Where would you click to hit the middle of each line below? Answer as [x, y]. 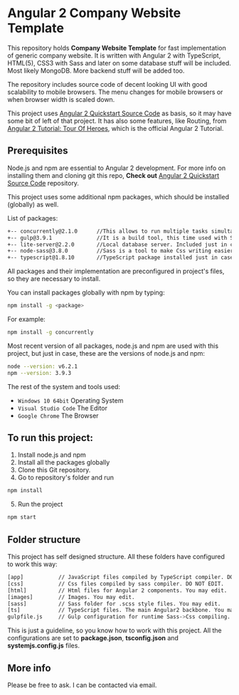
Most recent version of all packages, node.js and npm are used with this [113, 346]
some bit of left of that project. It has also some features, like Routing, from [117, 121]
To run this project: [51, 438]
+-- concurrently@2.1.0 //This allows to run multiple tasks [108, 231]
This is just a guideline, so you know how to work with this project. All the [115, 630]
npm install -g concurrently [51, 332]
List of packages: [33, 218]
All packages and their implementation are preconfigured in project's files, [116, 271]
